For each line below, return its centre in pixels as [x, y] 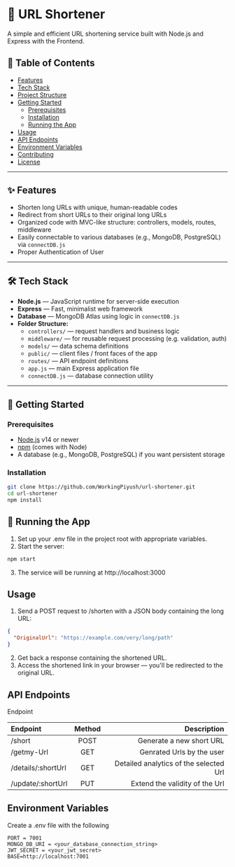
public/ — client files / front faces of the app [92, 353]
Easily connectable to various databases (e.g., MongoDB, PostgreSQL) [119, 237]
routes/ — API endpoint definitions [78, 361]
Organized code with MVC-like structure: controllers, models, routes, [116, 222]
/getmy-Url [30, 752]
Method [88, 728]
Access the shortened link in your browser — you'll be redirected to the [120, 665]
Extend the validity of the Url [177, 783]
